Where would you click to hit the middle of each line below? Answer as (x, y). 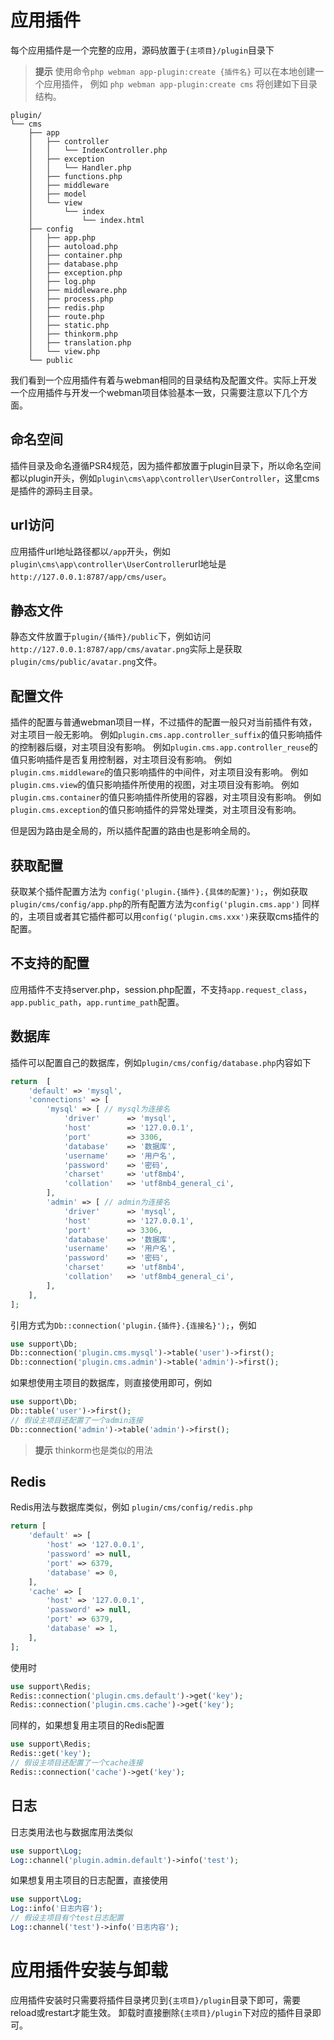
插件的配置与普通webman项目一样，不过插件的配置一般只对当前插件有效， (164, 722)
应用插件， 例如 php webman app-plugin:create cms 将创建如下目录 (180, 83)
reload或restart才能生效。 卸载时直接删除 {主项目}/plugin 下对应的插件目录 (161, 2012)
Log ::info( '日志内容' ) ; (56, 1909)
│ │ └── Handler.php (80, 167)
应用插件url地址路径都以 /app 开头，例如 (90, 551)
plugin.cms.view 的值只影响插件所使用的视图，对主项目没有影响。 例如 (155, 785)
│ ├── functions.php (75, 176)
